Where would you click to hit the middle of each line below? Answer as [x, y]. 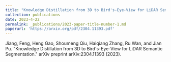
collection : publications [33, 15]
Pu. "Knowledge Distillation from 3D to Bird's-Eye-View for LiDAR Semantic [84, 49]
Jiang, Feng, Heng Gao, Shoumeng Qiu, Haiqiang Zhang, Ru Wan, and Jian [83, 43]
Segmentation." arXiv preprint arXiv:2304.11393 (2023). [63, 54]
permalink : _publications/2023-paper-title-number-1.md [66, 24]
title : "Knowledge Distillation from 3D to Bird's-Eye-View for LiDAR [82, 10]
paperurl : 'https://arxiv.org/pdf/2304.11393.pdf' [60, 29]
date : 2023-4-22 [22, 19]
